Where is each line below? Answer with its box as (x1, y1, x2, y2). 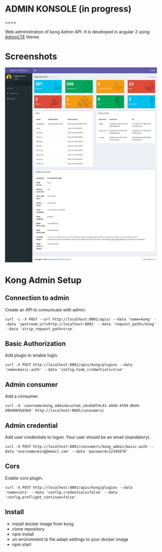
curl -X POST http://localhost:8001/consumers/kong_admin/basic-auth (5, 444, 148, 449)
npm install (12, 531, 34, 537)
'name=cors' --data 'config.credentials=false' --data (5, 490, 118, 495)
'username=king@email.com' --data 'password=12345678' (15, 449, 129, 454)
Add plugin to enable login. (5, 353, 59, 358)
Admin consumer (5, 380, 58, 389)
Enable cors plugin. (5, 475, 43, 481)
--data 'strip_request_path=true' (5, 326, 75, 331)
